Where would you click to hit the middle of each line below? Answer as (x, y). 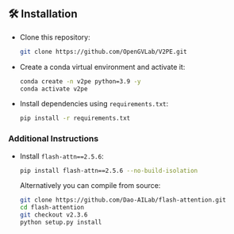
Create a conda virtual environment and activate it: (102, 67)
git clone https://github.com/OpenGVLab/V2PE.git (104, 52)
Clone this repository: (55, 37)
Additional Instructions (54, 139)
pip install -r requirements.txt (75, 118)
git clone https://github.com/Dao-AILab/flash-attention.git (123, 200)
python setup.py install (61, 222)
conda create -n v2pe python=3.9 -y (80, 81)
